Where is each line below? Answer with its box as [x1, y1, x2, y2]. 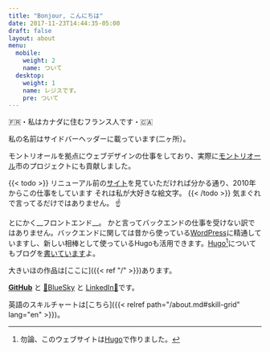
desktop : [15, 72, 45, 80]
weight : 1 [22, 79, 56, 87]
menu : [8, 42, 27, 50]
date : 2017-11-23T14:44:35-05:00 [8, 19, 121, 27]
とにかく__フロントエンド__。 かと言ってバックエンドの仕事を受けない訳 [8, 218, 248, 227]
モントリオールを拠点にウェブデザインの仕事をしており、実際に [8, 151, 219, 161]
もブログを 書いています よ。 [8, 248, 100, 258]
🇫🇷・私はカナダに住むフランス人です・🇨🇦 [8, 117, 153, 127]
